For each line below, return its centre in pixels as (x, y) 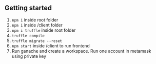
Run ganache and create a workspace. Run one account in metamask (81, 51)
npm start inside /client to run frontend (50, 45)
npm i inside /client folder (37, 25)
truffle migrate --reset (37, 41)
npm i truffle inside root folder (44, 30)
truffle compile (28, 36)
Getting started (28, 8)
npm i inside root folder (35, 20)
